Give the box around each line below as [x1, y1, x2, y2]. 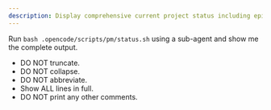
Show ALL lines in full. [19, 84, 94, 93]
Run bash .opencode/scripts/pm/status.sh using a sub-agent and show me [8, 34, 260, 43]
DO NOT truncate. [19, 58, 81, 67]
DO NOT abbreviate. [19, 75, 88, 84]
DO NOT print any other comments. [19, 92, 139, 101]
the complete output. [8, 42, 78, 52]
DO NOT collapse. [19, 66, 81, 76]
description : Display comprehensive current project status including [8, 11, 251, 20]
